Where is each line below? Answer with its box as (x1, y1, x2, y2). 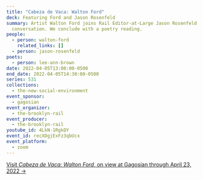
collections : (6, 82, 40, 88)
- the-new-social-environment (12, 88, 88, 94)
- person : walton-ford (12, 37, 69, 43)
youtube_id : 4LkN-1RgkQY (6, 127, 69, 133)
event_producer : (6, 116, 47, 122)
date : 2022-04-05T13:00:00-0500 (6, 65, 88, 72)
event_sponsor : (6, 93, 45, 99)
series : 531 (6, 76, 36, 82)
